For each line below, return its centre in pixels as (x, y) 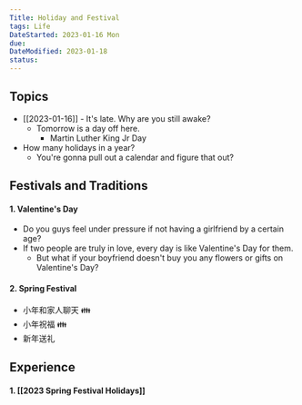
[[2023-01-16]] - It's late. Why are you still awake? (116, 118)
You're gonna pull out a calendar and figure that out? (135, 157)
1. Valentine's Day (44, 209)
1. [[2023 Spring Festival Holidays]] (77, 390)
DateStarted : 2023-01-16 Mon (65, 35)
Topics (29, 97)
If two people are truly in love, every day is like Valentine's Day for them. (158, 248)
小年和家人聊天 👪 (56, 310)
